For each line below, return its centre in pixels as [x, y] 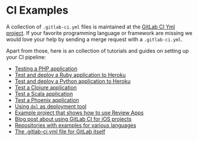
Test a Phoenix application [47, 100]
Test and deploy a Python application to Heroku [73, 81]
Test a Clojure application [46, 87]
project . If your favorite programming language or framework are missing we [99, 33]
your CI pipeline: [26, 57]
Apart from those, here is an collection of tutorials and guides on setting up [98, 50]
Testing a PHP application [46, 68]
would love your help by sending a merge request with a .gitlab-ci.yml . [95, 39]
